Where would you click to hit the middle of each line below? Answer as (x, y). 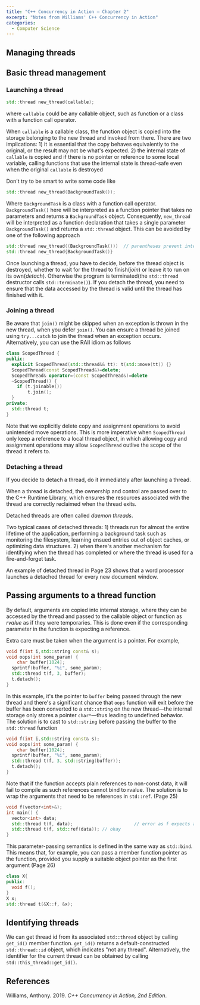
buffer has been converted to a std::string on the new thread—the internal (99, 709)
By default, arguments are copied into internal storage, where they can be (97, 610)
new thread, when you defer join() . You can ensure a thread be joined (93, 330)
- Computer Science (36, 28)
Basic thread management (56, 73)
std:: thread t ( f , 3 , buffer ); (49, 674)
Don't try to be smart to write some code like (61, 181)
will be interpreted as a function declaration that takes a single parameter (96, 223)
